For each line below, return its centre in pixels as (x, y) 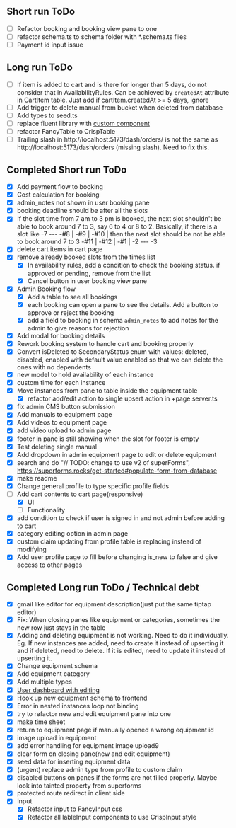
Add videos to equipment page (62, 422)
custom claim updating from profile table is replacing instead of (109, 541)
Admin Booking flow (46, 289)
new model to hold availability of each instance (85, 375)
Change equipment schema (57, 666)
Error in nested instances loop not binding (78, 706)
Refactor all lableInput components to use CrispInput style (112, 817)
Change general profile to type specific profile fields (93, 486)
